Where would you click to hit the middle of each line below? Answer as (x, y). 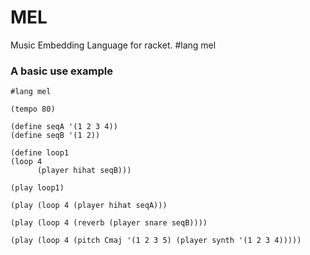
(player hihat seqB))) (84, 171)
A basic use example (61, 71)
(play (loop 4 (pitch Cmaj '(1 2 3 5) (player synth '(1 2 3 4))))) (156, 241)
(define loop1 (40, 153)
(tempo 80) (33, 109)
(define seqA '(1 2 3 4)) (64, 127)
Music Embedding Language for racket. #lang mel (113, 45)
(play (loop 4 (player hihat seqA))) (89, 206)
